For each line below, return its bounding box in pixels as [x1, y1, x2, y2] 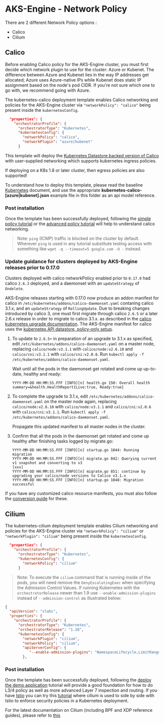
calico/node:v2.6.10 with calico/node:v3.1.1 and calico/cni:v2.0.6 [12, 404, 151, 410]
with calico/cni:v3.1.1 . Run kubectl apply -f [12, 409, 106, 415]
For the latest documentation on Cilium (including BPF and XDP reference [5, 707, 153, 713]
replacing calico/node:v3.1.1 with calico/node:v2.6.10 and [12, 346, 133, 352]
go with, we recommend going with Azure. [5, 87, 90, 93]
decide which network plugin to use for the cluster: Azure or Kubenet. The [5, 66, 155, 72]
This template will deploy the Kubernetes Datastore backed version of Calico [5, 152, 159, 158]
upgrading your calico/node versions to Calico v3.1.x [12, 473, 126, 478]
